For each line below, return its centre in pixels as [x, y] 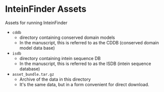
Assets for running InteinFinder [36, 23]
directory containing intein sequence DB [60, 58]
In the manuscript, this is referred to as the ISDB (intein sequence [85, 63]
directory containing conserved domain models [67, 37]
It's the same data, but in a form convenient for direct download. [84, 84]
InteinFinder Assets [46, 9]
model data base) [37, 48]
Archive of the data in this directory [55, 79]
